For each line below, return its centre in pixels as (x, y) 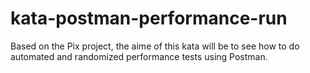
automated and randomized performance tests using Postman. (139, 56)
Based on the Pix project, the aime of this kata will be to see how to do (155, 46)
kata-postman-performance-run (149, 18)
